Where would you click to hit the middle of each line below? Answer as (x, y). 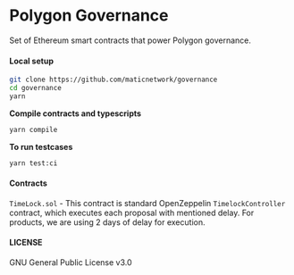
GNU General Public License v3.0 (71, 262)
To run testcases (41, 146)
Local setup (31, 61)
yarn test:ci (34, 163)
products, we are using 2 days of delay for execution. (107, 222)
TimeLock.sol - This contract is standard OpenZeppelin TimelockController (147, 203)
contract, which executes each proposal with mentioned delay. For (132, 212)
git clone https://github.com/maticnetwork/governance (113, 80)
